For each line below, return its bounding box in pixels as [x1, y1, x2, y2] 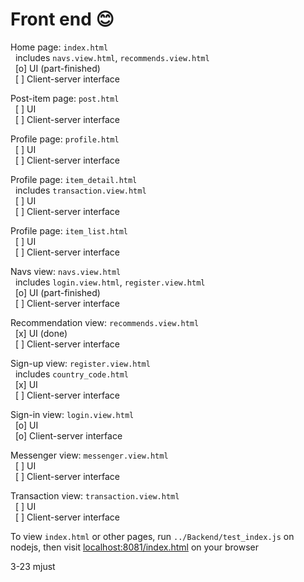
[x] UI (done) [14, 327, 68, 339]
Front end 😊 [10, 8, 115, 31]
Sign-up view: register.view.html [10, 357, 151, 369]
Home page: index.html [10, 41, 109, 53]
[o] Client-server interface [14, 429, 123, 442]
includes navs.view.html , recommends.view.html [14, 51, 210, 63]
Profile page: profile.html [10, 133, 120, 145]
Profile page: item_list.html [10, 224, 128, 237]
